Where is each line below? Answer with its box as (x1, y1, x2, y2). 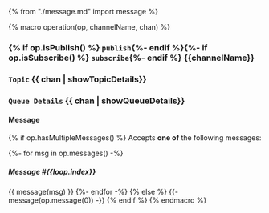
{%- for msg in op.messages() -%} (8, 148, 124, 158)
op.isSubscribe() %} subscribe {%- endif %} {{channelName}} (8, 52, 255, 63)
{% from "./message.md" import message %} (8, 7, 159, 16)
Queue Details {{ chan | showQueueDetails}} (8, 95, 185, 106)
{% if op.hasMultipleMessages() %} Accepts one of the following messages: (8, 132, 262, 143)
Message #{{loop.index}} (8, 167, 96, 176)
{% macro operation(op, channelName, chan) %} (8, 22, 171, 31)
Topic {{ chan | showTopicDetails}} (8, 74, 147, 85)
